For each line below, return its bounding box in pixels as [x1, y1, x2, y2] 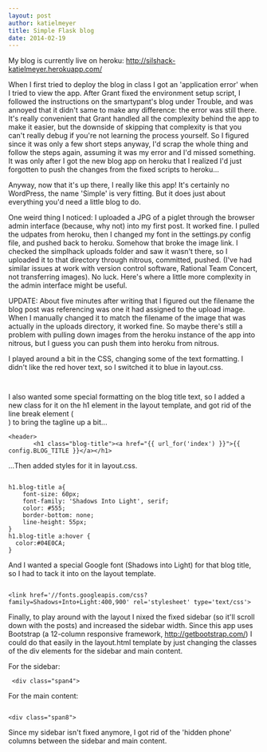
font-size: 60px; [22, 491, 80, 499]
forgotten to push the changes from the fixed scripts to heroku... [8, 165, 219, 174]
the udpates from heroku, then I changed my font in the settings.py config [8, 229, 251, 240]
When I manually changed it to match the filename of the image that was [8, 313, 246, 323]
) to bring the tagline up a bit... [8, 417, 108, 428]
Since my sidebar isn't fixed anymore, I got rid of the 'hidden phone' [8, 728, 232, 738]
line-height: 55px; [22, 519, 88, 527]
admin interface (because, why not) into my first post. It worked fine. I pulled [8, 221, 260, 231]
